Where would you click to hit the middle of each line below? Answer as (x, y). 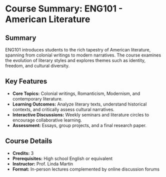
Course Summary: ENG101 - (64, 9)
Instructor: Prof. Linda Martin (43, 163)
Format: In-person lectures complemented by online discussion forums (86, 169)
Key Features (26, 81)
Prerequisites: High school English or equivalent (62, 158)
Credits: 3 (23, 153)
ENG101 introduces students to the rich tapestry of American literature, (78, 50)
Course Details (29, 141)
